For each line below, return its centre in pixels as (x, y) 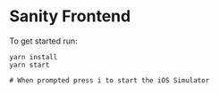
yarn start (29, 65)
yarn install (34, 57)
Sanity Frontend (70, 16)
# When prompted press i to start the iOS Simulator (109, 80)
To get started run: (43, 41)
